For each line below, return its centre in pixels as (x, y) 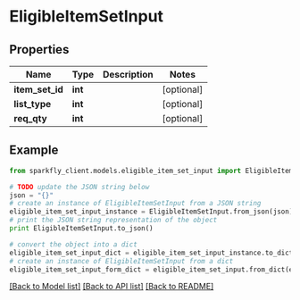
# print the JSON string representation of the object (113, 221)
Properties (39, 50)
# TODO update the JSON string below (79, 187)
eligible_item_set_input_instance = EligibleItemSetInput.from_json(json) (151, 212)
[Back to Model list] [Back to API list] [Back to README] (112, 287)
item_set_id (39, 89)
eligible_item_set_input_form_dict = (79, 270)
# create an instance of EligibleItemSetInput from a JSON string (135, 204)
